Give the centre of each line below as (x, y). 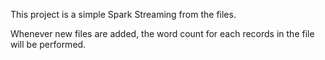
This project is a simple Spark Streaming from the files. (123, 14)
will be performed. (48, 44)
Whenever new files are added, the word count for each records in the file (162, 33)
